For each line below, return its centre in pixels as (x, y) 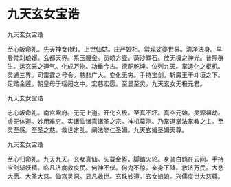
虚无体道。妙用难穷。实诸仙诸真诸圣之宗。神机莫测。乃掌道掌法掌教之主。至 (115, 121)
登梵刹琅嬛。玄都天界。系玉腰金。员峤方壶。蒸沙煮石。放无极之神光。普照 (112, 57)
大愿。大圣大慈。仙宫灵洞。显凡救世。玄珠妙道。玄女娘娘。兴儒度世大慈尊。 (115, 176)
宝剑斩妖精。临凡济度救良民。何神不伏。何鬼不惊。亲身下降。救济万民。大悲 (115, 167)
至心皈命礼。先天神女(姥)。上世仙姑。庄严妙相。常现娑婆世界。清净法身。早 (115, 49)
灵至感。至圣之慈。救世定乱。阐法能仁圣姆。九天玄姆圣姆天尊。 (97, 130)
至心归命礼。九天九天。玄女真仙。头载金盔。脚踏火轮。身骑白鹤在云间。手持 (115, 159)
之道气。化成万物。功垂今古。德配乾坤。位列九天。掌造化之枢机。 (130, 66)
